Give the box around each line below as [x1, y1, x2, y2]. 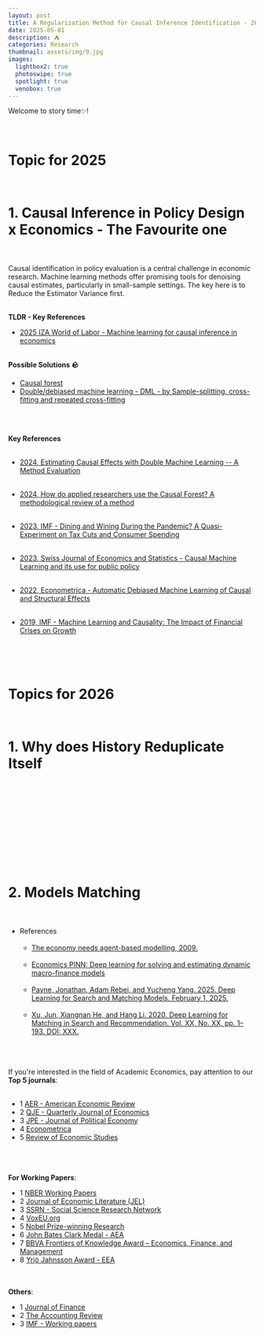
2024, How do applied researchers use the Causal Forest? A [19, 489, 214, 498]
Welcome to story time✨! [8, 106, 89, 116]
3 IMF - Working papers [19, 1319, 97, 1328]
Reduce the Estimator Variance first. [8, 288, 125, 298]
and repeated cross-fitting [40, 394, 126, 404]
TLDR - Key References [8, 312, 86, 321]
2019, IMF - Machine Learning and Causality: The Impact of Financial [19, 617, 244, 627]
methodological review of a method [19, 498, 135, 507]
